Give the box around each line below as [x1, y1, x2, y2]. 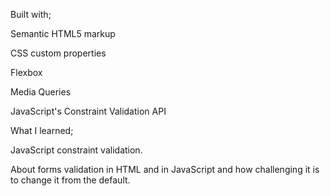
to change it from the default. [10, 174, 131, 186]
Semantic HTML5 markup [10, 28, 116, 39]
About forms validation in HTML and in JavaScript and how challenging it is [10, 164, 320, 175]
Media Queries [10, 86, 72, 98]
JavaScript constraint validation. [10, 144, 143, 156]
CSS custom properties [10, 47, 107, 59]
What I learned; [10, 125, 74, 136]
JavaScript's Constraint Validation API [10, 105, 167, 117]
